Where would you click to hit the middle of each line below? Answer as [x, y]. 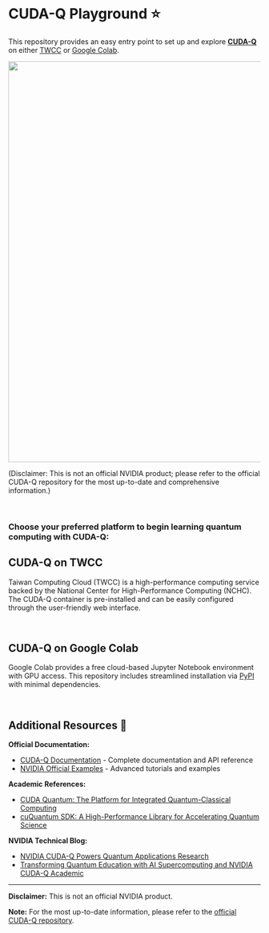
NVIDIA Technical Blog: [48, 841]
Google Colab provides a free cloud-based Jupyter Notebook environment [131, 668]
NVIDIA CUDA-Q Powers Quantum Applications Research [114, 856]
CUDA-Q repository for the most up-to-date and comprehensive [114, 482]
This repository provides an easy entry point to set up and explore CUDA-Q [132, 41]
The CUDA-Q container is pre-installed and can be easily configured [121, 599]
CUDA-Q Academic [52, 874]
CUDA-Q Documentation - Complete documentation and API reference [137, 760]
